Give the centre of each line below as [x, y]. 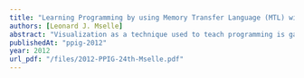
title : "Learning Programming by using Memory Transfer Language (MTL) [147, 17]
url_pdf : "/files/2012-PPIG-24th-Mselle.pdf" [96, 59]
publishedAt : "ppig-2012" [58, 43]
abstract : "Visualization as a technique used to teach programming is [147, 34]
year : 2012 [30, 51]
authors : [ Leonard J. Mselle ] [66, 26]
